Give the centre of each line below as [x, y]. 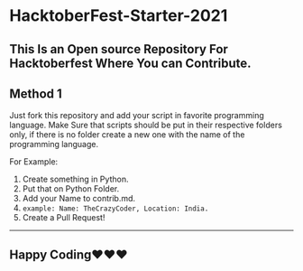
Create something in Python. [75, 179]
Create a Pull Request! [64, 218]
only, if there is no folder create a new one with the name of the [127, 135]
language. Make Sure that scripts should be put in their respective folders [146, 125]
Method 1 [36, 93]
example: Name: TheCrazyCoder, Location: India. [115, 209]
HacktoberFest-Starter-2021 [119, 16]
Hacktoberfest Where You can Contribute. [130, 63]
